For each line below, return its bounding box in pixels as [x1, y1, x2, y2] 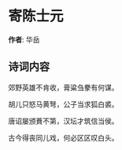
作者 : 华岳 [8, 35, 40, 44]
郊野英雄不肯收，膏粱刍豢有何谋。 [8, 82, 119, 92]
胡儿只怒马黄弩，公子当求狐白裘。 [8, 99, 119, 109]
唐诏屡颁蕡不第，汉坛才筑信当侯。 [8, 116, 119, 126]
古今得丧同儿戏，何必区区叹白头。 [8, 133, 119, 142]
